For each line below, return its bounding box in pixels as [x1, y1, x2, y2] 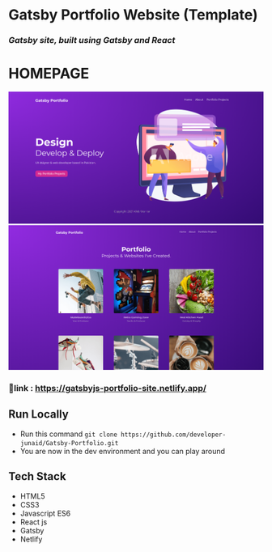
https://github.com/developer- [121, 431, 227, 439]
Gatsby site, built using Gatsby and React [8, 35, 176, 46]
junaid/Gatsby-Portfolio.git [19, 439, 119, 447]
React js [19, 516, 48, 527]
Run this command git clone [19, 429, 117, 439]
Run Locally [8, 407, 69, 422]
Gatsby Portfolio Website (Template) [8, 6, 258, 24]
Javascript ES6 [19, 508, 71, 518]
